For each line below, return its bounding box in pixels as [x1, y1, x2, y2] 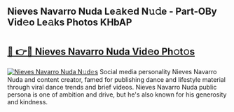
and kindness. [7, 98, 48, 106]
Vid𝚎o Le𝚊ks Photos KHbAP [7, 17, 132, 29]
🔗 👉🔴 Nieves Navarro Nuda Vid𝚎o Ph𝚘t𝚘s [7, 45, 195, 57]
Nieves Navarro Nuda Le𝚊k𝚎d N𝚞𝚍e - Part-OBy [7, 6, 217, 17]
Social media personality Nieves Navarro [99, 68, 217, 76]
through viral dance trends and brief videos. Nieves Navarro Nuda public [7, 83, 217, 91]
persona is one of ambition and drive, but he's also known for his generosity [7, 90, 227, 99]
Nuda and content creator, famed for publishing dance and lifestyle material [7, 76, 226, 83]
